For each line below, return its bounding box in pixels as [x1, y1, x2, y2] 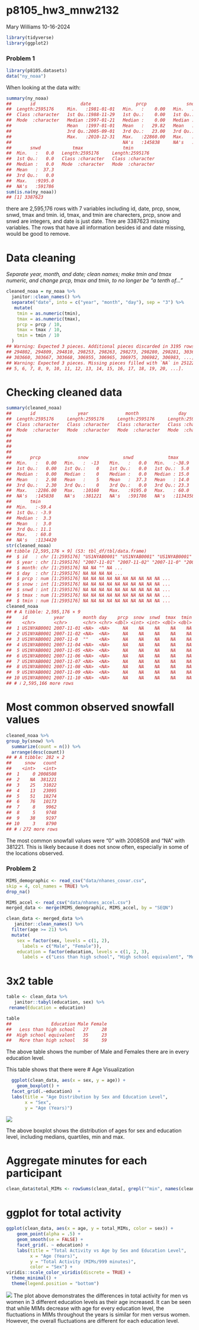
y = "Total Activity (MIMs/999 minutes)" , [30, 1258, 136, 1265]
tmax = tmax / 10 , [17, 327, 62, 333]
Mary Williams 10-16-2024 [6, 23, 70, 30]
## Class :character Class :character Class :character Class [6, 421, 182, 427]
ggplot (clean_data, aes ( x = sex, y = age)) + [11, 1078, 126, 1084]
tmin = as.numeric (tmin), [17, 310, 81, 316]
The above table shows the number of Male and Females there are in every [6, 1048, 190, 1055]
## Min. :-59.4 [6, 504, 52, 510]
